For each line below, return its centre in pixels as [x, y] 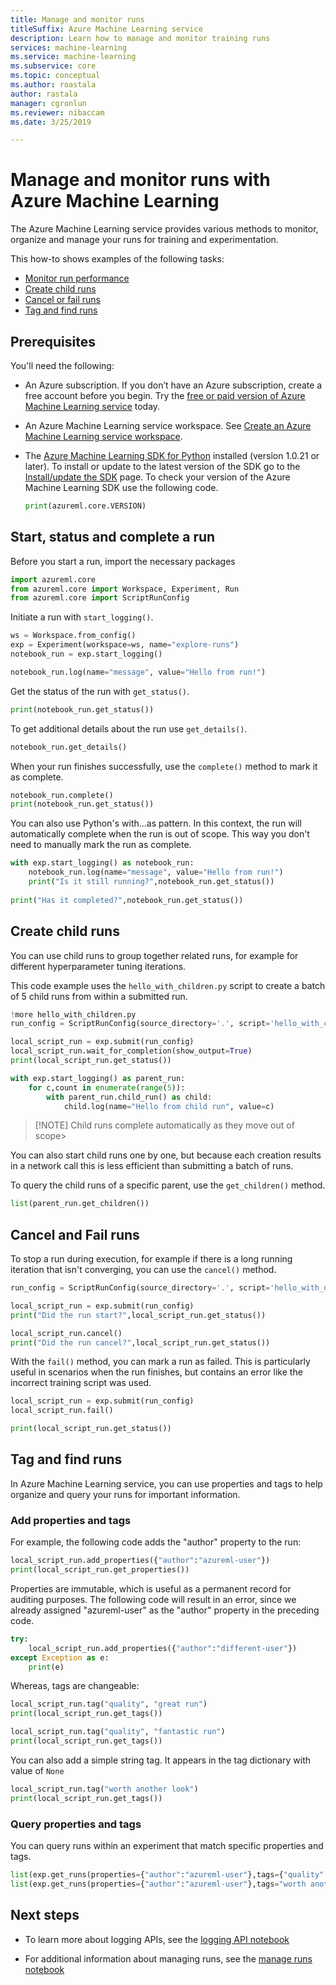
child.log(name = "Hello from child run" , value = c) [169, 1106]
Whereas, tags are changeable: [75, 1686]
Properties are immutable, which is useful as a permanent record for [151, 1588]
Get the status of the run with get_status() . [100, 691]
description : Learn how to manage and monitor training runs [140, 38]
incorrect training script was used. [81, 1383]
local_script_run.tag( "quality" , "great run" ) [109, 1704]
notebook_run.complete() [62, 795]
